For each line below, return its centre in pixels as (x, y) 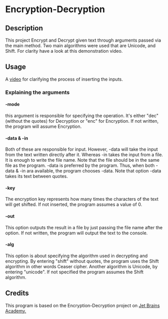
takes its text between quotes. (37, 176)
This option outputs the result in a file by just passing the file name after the (84, 227)
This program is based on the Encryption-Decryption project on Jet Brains (83, 305)
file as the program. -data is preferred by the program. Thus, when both (80, 165)
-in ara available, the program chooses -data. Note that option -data (90, 171)
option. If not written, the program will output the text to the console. (76, 233)
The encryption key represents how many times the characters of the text (82, 199)
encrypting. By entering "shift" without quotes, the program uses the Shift (82, 261)
